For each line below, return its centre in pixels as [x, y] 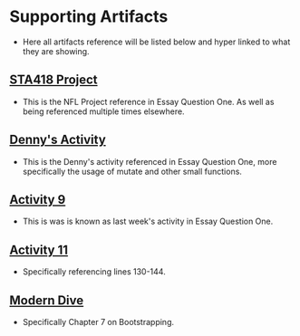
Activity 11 [39, 250]
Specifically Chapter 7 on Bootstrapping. [98, 322]
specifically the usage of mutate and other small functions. [132, 171]
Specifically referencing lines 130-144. [94, 272]
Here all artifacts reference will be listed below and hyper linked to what [156, 42]
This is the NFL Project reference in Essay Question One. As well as [148, 101]
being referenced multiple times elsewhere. [103, 111]
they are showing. [56, 51]
